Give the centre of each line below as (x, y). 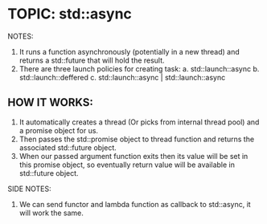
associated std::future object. (68, 147)
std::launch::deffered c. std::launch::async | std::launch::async (122, 77)
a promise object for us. (58, 130)
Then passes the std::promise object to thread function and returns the (137, 139)
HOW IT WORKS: (50, 102)
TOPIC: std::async (70, 14)
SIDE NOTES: (29, 189)
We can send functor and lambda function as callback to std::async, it (135, 204)
